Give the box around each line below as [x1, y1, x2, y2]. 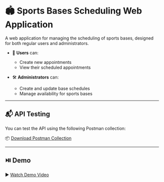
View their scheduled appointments [19, 64, 91, 70]
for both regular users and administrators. [5, 40, 89, 46]
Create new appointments [19, 59, 72, 65]
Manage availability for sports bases [19, 90, 93, 97]
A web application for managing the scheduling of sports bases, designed [5, 35, 154, 41]
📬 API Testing [5, 110, 50, 119]
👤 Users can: [12, 50, 39, 56]
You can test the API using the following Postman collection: [5, 125, 126, 131]
